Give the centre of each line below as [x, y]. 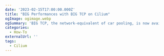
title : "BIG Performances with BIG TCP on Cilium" [58, 14]
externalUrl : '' [21, 37]
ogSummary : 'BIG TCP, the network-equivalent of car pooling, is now [77, 23]
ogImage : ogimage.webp [28, 19]
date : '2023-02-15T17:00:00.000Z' [40, 9]
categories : [17, 28]
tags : [10, 41]
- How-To [18, 32]
